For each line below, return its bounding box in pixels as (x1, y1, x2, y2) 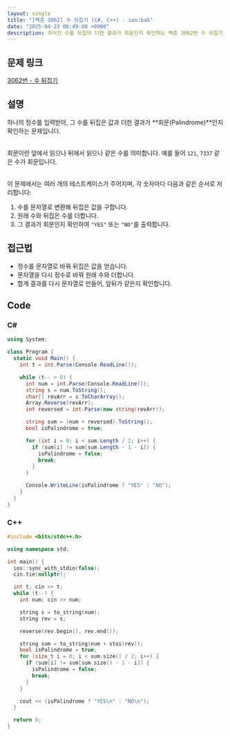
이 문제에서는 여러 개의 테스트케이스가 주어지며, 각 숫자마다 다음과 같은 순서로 (7, 179, 215, 187)
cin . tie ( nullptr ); (13, 571, 67, 578)
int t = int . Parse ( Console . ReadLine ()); (19, 361, 137, 368)
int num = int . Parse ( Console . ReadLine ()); (25, 380, 150, 387)
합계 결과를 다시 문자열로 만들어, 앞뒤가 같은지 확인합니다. (17, 279, 173, 287)
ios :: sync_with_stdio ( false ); (13, 565, 100, 572)
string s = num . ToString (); (25, 386, 107, 394)
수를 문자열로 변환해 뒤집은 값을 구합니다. (17, 202, 128, 211)
